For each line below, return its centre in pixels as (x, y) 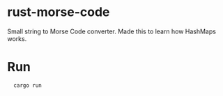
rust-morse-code (59, 12)
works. (17, 38)
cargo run (28, 85)
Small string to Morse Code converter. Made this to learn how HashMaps (111, 31)
